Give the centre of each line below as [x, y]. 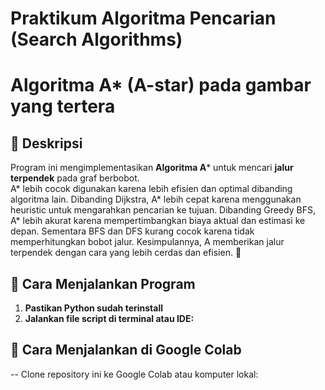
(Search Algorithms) [96, 39]
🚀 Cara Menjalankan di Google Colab [126, 350]
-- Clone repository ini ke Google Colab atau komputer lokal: [134, 374]
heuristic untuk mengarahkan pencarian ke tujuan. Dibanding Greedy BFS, [163, 210]
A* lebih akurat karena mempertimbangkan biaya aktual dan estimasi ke [158, 221]
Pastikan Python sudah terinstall [93, 308]
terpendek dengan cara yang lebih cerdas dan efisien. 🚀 [126, 253]
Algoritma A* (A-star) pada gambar [161, 85]
